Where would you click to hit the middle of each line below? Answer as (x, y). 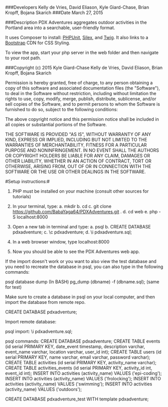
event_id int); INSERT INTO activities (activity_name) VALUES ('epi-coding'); (83, 373)
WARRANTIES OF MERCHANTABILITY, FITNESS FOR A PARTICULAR (76, 145)
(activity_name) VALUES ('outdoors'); (43, 389)
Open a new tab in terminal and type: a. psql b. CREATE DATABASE (82, 227)
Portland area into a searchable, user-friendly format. (60, 28)
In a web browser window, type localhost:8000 (61, 242)
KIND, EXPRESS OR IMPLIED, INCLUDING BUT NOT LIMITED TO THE (76, 140)
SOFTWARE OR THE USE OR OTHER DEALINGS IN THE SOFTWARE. (75, 172)
